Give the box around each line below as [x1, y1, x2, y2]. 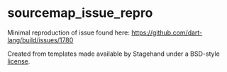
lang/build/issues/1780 [7, 35, 74, 44]
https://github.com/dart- [131, 28, 203, 37]
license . [7, 56, 31, 65]
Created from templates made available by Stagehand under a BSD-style [7, 49, 220, 58]
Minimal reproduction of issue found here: [7, 28, 130, 37]
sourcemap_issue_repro [7, 5, 153, 21]
